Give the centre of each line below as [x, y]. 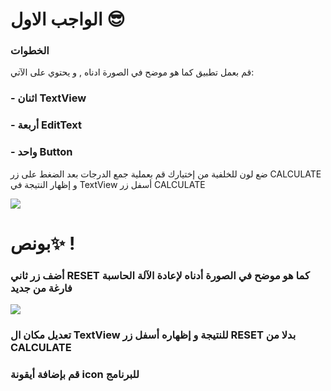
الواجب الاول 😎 [68, 19]
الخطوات [30, 51]
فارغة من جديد [41, 288]
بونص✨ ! [43, 243]
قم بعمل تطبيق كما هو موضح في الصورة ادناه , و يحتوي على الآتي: [132, 72]
